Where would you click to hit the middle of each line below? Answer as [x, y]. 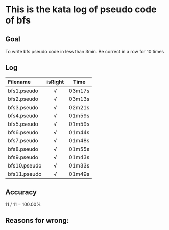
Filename [19, 82]
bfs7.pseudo [23, 140]
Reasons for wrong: [37, 221]
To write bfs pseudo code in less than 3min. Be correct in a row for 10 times [85, 51]
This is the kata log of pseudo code [81, 9]
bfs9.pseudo [23, 157]
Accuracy [21, 192]
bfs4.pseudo [23, 115]
